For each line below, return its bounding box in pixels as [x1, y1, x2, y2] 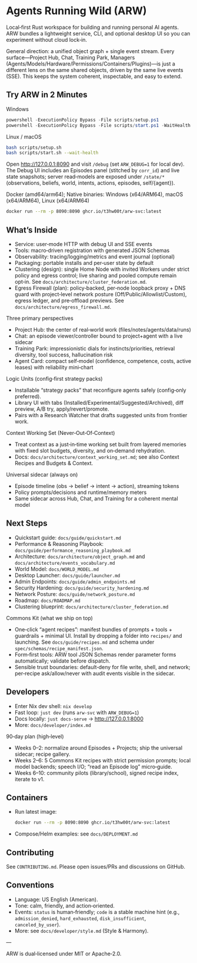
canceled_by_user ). [14, 921, 61, 928]
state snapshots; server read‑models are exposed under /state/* [6, 173, 165, 181]
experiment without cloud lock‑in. [6, 36, 87, 43]
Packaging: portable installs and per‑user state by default [14, 259, 154, 266]
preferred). [14, 392, 41, 399]
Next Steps [6, 518, 48, 529]
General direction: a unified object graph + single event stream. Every [6, 47, 175, 54]
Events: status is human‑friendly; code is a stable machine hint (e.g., [14, 908, 180, 915]
